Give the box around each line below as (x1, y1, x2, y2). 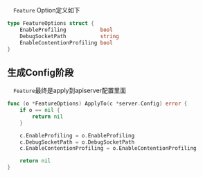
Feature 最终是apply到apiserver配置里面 (13, 86, 127, 95)
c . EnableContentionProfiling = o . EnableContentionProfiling (19, 145, 197, 152)
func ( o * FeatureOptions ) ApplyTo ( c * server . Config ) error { (7, 100, 188, 108)
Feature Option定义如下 (13, 6, 80, 14)
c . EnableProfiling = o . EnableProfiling (19, 132, 135, 139)
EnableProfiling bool (19, 26, 113, 33)
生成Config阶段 (7, 67, 74, 78)
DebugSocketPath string (19, 33, 119, 40)
